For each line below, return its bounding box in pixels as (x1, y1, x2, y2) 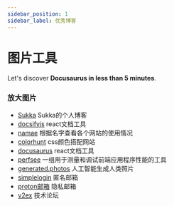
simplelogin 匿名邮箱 (17, 172, 78, 182)
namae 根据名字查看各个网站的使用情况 (17, 128, 134, 137)
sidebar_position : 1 (7, 10, 69, 18)
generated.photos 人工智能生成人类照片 (17, 164, 134, 172)
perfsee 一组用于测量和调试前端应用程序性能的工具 (17, 155, 167, 164)
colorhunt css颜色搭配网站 (17, 137, 96, 146)
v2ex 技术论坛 (17, 190, 59, 200)
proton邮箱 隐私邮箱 (17, 182, 77, 190)
